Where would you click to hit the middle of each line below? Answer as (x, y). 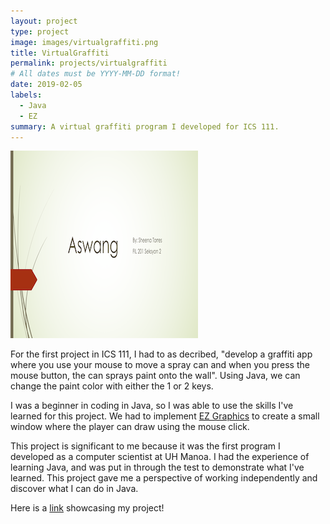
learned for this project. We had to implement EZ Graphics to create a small (165, 416)
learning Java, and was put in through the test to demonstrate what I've (157, 467)
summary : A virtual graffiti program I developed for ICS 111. (145, 126)
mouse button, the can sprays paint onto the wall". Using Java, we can (155, 376)
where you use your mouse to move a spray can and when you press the (160, 365)
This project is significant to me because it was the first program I (145, 446)
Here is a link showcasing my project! (87, 508)
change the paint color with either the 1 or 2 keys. (112, 386)
